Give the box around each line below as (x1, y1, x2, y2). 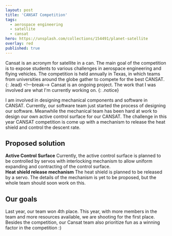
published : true (5, 46, 40, 51)
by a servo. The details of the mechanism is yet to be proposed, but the (5, 174, 157, 181)
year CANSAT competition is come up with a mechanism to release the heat (5, 119, 165, 125)
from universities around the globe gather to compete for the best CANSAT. (5, 76, 165, 82)
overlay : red (5, 41, 33, 46)
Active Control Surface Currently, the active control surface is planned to (5, 152, 161, 159)
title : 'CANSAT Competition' (5, 12, 68, 17)
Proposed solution (5, 139, 65, 148)
